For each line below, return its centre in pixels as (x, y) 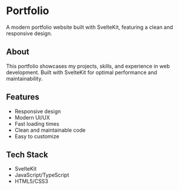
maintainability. (24, 78)
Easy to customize (37, 136)
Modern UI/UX (32, 117)
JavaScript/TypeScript (42, 175)
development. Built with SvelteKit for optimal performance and (82, 72)
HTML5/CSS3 (31, 181)
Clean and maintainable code (50, 130)
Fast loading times (37, 124)
